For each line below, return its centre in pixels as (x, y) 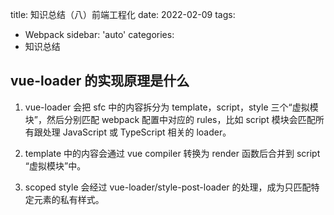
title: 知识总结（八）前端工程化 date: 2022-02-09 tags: (123, 14)
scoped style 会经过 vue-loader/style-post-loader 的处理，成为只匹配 (168, 187)
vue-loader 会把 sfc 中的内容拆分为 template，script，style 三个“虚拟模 (171, 107)
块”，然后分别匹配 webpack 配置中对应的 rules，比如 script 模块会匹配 (170, 119)
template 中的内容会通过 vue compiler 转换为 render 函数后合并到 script (172, 153)
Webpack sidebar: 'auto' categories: (99, 34)
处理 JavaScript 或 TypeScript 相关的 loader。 (137, 132)
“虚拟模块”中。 (55, 165)
